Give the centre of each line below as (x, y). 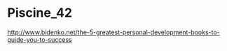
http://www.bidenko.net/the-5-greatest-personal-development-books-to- (113, 32)
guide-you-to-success (40, 39)
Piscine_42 (40, 13)
